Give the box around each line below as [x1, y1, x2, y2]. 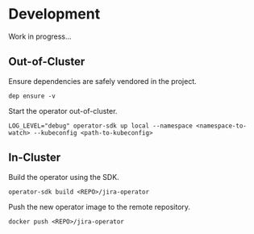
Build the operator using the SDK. [8, 172, 119, 182]
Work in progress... [8, 31, 72, 41]
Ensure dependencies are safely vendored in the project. [8, 76, 197, 86]
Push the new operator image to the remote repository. [8, 202, 191, 211]
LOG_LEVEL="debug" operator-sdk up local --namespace [8, 122, 194, 130]
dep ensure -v [8, 92, 56, 100]
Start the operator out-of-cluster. [8, 106, 118, 115]
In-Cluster [8, 151, 61, 165]
